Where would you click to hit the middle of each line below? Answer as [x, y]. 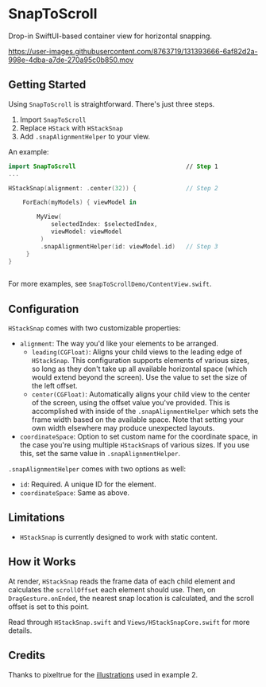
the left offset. [54, 386]
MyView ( [49, 217]
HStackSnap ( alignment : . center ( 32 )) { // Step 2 [113, 188]
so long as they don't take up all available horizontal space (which [139, 369]
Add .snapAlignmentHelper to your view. [85, 136]
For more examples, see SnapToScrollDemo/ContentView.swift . [110, 284]
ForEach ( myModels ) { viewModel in [79, 203]
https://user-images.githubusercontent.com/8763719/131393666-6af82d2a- [133, 51]
